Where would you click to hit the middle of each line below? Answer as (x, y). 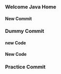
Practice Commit (25, 67)
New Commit (19, 19)
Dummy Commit (25, 31)
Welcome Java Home (31, 7)
